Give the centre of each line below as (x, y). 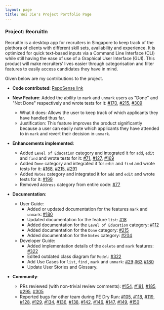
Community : (25, 276)
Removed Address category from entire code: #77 (70, 185)
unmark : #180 (40, 214)
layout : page (19, 10)
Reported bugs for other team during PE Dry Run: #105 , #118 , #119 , (87, 297)
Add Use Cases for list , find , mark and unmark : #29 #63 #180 (90, 261)
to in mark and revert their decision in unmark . (65, 133)
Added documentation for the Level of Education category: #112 (93, 225)
